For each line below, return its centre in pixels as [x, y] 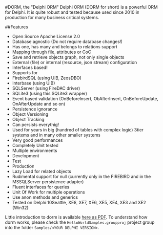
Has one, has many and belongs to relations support [65, 47]
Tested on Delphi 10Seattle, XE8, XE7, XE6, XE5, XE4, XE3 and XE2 [79, 203]
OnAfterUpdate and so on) [39, 104]
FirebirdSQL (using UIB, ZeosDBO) [47, 78]
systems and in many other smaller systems [56, 135]
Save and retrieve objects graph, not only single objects [68, 57]
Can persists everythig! [36, 125]
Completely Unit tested [35, 145]
